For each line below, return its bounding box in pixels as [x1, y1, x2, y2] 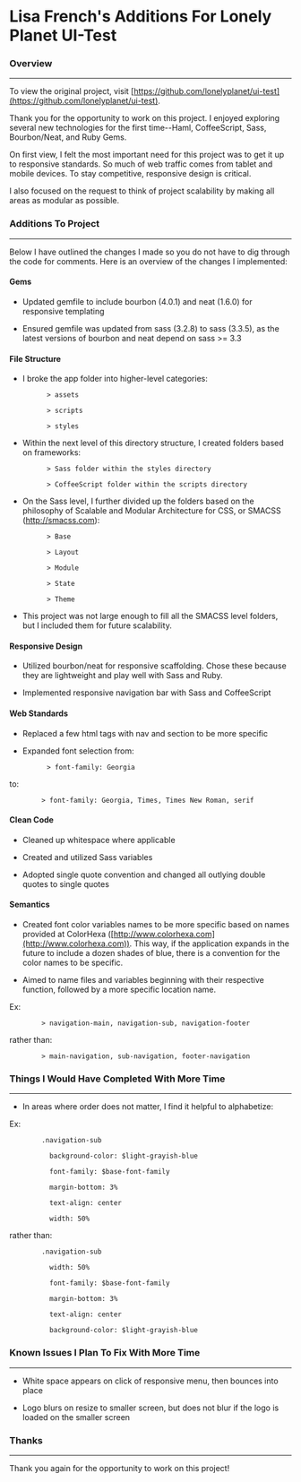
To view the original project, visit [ [9, 86, 134, 97]
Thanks [9, 1434, 43, 1446]
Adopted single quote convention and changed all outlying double [21, 869, 266, 880]
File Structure [9, 353, 61, 364]
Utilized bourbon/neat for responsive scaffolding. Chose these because [21, 660, 287, 671]
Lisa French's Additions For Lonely [9, 6, 272, 27]
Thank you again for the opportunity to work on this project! [9, 1462, 230, 1473]
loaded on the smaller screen [21, 1411, 131, 1422]
